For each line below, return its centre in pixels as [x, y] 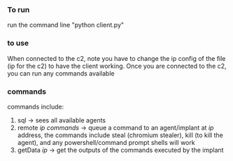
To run [19, 10]
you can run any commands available [61, 73]
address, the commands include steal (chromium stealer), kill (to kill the [120, 135]
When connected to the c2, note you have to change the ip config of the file [116, 58]
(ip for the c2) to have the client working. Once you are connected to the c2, [117, 66]
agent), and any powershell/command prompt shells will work [106, 142]
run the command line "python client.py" [66, 25]
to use [18, 43]
